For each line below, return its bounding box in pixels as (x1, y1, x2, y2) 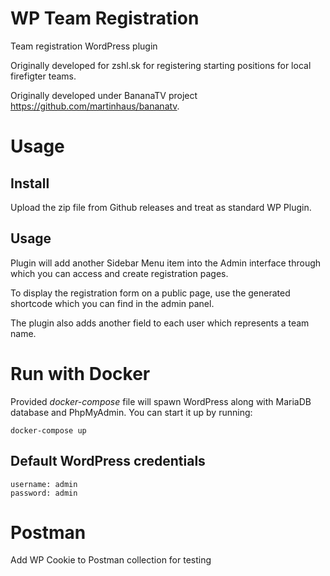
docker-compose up (10, 425, 87, 436)
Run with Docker (10, 362, 151, 385)
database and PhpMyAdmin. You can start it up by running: (10, 406, 253, 418)
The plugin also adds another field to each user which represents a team (10, 317, 310, 329)
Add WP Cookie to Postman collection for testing (10, 554, 212, 566)
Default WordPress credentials (10, 453, 206, 470)
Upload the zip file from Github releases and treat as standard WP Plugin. (10, 201, 312, 213)
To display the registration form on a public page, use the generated (10, 287, 291, 299)
